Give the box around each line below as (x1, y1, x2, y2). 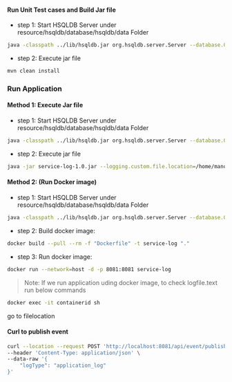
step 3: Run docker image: (17, 253, 93, 261)
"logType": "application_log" (19, 362, 107, 370)
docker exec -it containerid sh (7, 299, 100, 306)
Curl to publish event (7, 327, 69, 336)
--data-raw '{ (7, 356, 48, 363)
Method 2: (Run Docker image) (7, 178, 97, 186)
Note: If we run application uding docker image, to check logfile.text (23, 278, 217, 286)
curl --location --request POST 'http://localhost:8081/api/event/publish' (7, 343, 230, 349)
